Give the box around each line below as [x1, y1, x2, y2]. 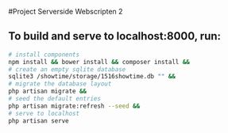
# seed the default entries [8, 95, 102, 103]
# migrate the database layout [8, 80, 112, 88]
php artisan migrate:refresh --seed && [8, 102, 141, 110]
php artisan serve [8, 116, 69, 125]
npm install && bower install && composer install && [8, 58, 191, 66]
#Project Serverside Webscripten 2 [8, 7, 123, 16]
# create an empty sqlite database [8, 65, 126, 74]
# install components [8, 51, 80, 59]
